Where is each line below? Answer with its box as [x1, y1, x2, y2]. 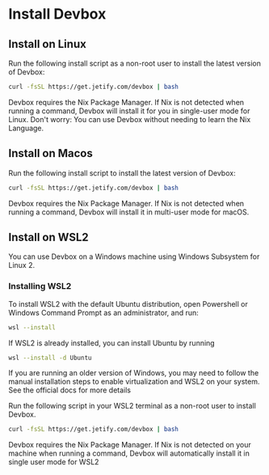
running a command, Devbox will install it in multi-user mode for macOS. [8, 207, 250, 217]
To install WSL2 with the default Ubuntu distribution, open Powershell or [8, 299, 248, 308]
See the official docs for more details [8, 385, 132, 395]
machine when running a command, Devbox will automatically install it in [8, 448, 250, 458]
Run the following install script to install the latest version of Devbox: [8, 168, 236, 178]
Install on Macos [8, 146, 93, 160]
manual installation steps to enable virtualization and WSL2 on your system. [8, 377, 260, 387]
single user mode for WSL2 [8, 457, 99, 467]
